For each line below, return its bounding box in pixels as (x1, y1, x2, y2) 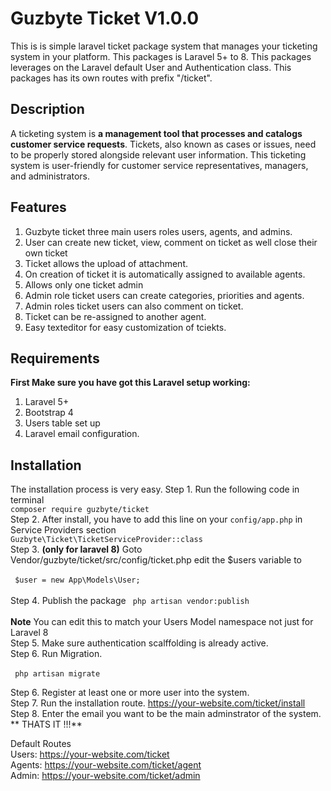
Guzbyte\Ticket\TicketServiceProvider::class (10, 535, 203, 545)
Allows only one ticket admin (24, 278, 144, 291)
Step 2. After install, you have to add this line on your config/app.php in (10, 513, 303, 526)
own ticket (24, 247, 68, 259)
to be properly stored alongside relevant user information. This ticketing (10, 148, 307, 161)
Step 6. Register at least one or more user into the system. (10, 687, 250, 699)
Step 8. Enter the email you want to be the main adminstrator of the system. (10, 708, 322, 720)
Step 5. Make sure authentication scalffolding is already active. (10, 637, 269, 649)
